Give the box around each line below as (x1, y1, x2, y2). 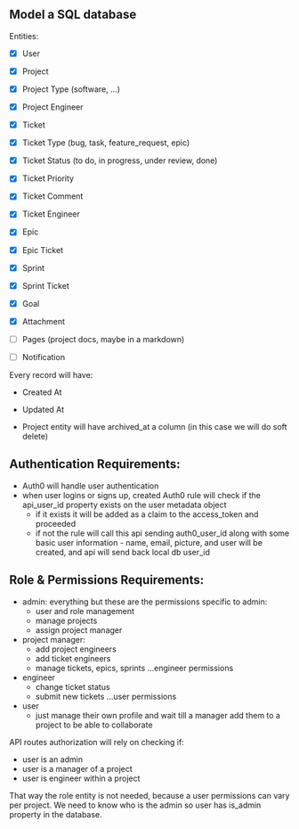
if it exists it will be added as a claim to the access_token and (35, 508, 259, 520)
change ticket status (35, 681, 110, 692)
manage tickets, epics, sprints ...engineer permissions (35, 662, 234, 673)
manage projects (35, 615, 98, 626)
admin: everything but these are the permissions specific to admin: (21, 596, 268, 607)
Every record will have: (9, 369, 93, 380)
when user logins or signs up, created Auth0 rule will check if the (21, 489, 261, 500)
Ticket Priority (21, 173, 74, 184)
